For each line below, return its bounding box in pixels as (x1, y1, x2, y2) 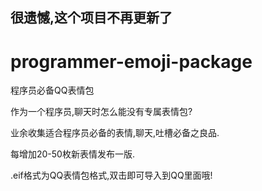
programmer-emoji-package (10, 50, 253, 73)
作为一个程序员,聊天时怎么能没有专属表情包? (10, 106, 193, 118)
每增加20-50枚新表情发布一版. (10, 148, 135, 160)
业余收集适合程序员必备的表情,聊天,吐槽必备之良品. (10, 127, 220, 139)
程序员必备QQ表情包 (10, 84, 95, 97)
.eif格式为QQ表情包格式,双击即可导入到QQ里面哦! (10, 169, 213, 182)
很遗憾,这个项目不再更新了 (10, 9, 173, 27)
